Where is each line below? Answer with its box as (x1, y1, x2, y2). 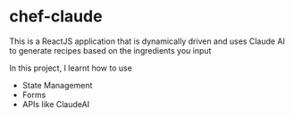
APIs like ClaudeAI (21, 98, 90, 109)
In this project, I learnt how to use (9, 63, 132, 73)
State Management (21, 79, 93, 90)
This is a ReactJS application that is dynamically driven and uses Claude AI (9, 36, 286, 46)
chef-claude (9, 6, 103, 27)
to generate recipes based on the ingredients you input (9, 45, 212, 55)
